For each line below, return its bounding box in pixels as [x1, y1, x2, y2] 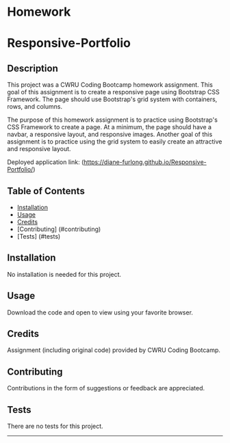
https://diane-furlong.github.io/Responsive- [83, 158, 207, 166]
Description [7, 62, 58, 74]
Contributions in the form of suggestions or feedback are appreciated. [7, 384, 205, 392]
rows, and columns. [7, 103, 63, 111]
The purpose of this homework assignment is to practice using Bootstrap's [7, 116, 218, 124]
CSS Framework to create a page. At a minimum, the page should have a [7, 123, 212, 131]
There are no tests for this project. [7, 422, 104, 431]
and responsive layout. [7, 145, 71, 153]
